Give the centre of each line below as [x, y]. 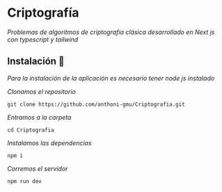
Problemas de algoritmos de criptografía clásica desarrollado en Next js [111, 32]
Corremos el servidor [38, 168]
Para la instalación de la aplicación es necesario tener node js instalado [111, 78]
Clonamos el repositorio [42, 91]
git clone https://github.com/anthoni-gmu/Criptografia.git [96, 104]
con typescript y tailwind [43, 39]
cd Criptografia [31, 130]
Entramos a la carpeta [39, 117]
